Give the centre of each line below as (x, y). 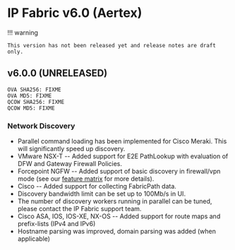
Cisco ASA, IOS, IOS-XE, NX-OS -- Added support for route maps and (119, 216)
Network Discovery (41, 126)
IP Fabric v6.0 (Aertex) (75, 13)
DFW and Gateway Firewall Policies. (70, 164)
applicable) (34, 239)
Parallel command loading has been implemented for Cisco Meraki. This (122, 141)
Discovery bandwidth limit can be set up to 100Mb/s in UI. (101, 194)
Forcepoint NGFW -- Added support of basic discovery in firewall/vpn (119, 172)
